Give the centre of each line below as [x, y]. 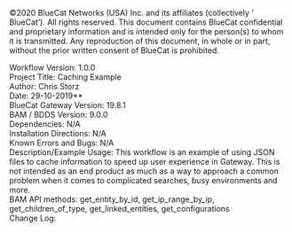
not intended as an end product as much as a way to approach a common [144, 171]
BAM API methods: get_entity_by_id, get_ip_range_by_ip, [112, 199]
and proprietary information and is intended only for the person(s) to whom [146, 31]
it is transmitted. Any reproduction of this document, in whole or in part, [140, 41]
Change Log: [33, 218]
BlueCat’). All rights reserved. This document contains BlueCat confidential [146, 22]
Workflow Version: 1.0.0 [52, 67]
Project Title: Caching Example [65, 77]
